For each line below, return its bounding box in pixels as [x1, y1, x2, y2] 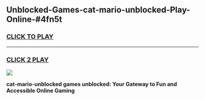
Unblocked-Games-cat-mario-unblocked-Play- [6, 5, 190, 15]
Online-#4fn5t [6, 15, 63, 25]
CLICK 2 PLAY [6, 55, 49, 64]
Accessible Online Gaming [6, 87, 75, 94]
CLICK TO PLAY [6, 33, 54, 41]
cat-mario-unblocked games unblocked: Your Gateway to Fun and [6, 80, 178, 87]
